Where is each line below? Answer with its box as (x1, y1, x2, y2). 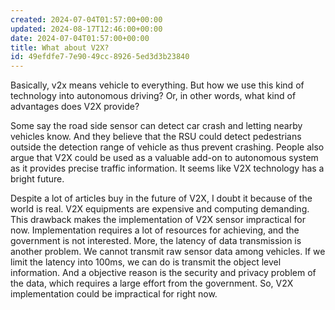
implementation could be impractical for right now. (10, 288, 218, 300)
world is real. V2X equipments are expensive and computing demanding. (10, 203, 310, 215)
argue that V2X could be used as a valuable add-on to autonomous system (10, 152, 319, 164)
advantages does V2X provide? (10, 101, 140, 113)
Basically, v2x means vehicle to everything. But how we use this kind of (10, 79, 305, 91)
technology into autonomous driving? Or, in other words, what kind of (10, 90, 297, 102)
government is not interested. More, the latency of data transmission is (10, 235, 302, 247)
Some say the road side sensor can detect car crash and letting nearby (10, 120, 303, 132)
